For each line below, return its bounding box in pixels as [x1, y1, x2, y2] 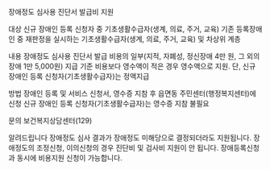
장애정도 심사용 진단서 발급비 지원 [8, 7, 114, 16]
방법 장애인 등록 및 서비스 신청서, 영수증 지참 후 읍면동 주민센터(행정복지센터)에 [8, 89, 256, 98]
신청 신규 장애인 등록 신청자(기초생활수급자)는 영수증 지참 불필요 [8, 99, 210, 108]
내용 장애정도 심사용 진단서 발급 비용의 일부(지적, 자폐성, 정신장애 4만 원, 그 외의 [8, 52, 260, 60]
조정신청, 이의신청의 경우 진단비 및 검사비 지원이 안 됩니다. [35, 143, 219, 152]
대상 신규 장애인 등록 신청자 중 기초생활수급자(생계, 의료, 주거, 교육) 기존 [8, 24, 235, 34]
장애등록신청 [220, 143, 260, 152]
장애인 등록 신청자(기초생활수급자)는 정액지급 [8, 72, 150, 81]
